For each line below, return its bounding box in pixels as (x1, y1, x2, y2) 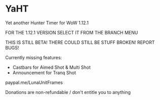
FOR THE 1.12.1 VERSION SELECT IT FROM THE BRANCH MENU (5, 29, 138, 35)
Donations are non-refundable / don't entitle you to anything (5, 89, 131, 95)
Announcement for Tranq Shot (12, 69, 76, 76)
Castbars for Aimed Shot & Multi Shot (12, 64, 91, 70)
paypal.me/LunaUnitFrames (5, 79, 63, 85)
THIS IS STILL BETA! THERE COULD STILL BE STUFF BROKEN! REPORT (5, 39, 155, 45)
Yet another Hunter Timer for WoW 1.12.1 (5, 20, 89, 26)
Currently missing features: (5, 54, 62, 61)
